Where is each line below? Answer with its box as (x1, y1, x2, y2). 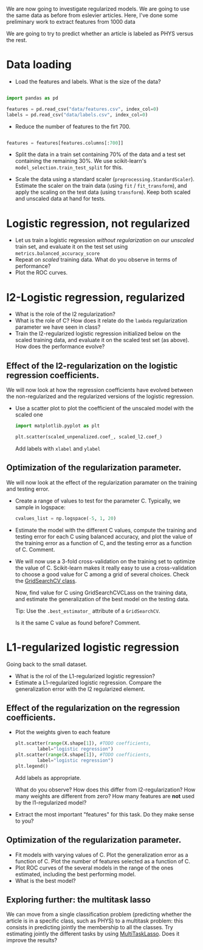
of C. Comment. (15, 546, 55, 553)
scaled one (15, 411, 44, 418)
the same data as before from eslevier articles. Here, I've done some (6, 12, 178, 19)
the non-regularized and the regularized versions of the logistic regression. (6, 393, 194, 400)
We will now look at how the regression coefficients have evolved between (6, 387, 193, 394)
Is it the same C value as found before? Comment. (15, 619, 141, 626)
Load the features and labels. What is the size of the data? (15, 77, 161, 85)
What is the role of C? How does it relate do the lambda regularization (15, 317, 188, 324)
